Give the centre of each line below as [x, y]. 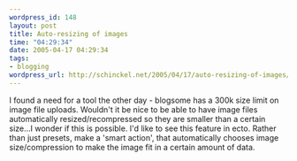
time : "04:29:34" [41, 42]
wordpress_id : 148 [43, 17]
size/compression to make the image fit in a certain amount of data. [132, 147]
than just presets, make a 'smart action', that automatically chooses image [144, 137]
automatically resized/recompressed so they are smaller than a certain [137, 119]
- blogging [29, 67]
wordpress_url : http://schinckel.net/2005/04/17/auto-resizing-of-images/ [150, 75]
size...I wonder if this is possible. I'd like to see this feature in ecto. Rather [143, 128]
